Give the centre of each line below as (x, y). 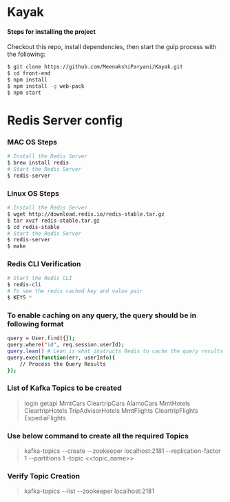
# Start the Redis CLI (40, 278)
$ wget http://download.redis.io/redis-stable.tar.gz (86, 214)
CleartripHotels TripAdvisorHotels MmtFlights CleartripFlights (111, 410)
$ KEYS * (20, 298)
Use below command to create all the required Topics (98, 436)
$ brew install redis (38, 163)
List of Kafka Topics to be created (64, 388)
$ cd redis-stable (33, 227)
